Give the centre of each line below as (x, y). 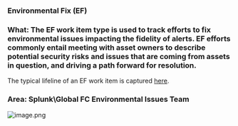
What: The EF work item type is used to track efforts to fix (109, 29)
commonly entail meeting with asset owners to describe (107, 47)
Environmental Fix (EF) (47, 11)
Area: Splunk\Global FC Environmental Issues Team (98, 100)
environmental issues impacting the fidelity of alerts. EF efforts (119, 38)
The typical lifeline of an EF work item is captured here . (88, 81)
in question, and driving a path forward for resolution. (102, 65)
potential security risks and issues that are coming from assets (119, 56)
